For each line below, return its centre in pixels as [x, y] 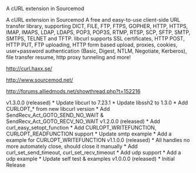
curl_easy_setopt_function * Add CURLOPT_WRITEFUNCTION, [81, 128]
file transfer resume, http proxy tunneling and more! [68, 57]
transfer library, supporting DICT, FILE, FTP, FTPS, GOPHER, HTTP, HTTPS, [97, 26]
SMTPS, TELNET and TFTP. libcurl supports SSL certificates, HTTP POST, [95, 38]
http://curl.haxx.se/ [29, 69]
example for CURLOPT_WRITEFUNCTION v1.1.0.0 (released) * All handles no [98, 140]
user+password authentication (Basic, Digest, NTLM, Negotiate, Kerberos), [97, 51]
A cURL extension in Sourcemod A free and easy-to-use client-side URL [93, 20]
